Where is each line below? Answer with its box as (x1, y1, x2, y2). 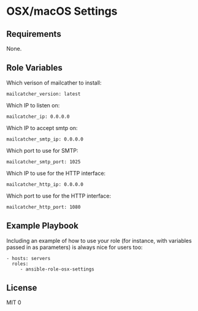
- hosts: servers (6, 255, 51, 261)
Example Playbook (6, 221, 78, 231)
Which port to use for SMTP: (6, 147, 78, 154)
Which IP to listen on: (6, 101, 60, 109)
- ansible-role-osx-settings (20, 266, 95, 272)
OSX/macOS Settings (6, 4, 118, 18)
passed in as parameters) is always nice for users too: (6, 244, 143, 251)
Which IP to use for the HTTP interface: (6, 169, 106, 177)
